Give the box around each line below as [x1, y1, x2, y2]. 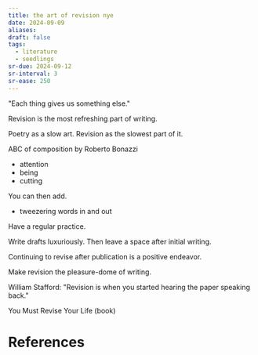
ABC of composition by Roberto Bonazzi [8, 144, 139, 154]
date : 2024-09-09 [8, 19, 65, 27]
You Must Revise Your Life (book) [8, 306, 116, 315]
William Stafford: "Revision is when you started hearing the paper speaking [8, 282, 251, 292]
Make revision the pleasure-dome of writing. [8, 267, 151, 277]
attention [19, 159, 49, 168]
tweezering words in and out [19, 206, 112, 216]
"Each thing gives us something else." [8, 99, 131, 108]
